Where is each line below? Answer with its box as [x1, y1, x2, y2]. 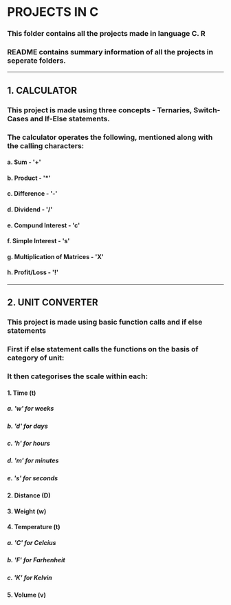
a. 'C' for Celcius [7, 539, 56, 546]
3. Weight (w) [7, 507, 47, 515]
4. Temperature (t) [7, 523, 60, 531]
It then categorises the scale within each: [7, 371, 148, 381]
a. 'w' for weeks [7, 404, 54, 413]
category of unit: [7, 353, 65, 362]
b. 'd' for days [7, 422, 48, 430]
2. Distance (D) [7, 491, 51, 500]
